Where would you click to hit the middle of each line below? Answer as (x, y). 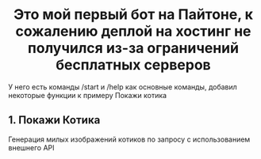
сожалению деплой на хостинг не (133, 31)
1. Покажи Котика (54, 120)
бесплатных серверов (133, 65)
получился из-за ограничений (133, 48)
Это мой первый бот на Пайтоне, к (133, 15)
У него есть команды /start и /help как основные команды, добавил (123, 87)
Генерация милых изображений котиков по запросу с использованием (129, 139)
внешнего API (31, 147)
